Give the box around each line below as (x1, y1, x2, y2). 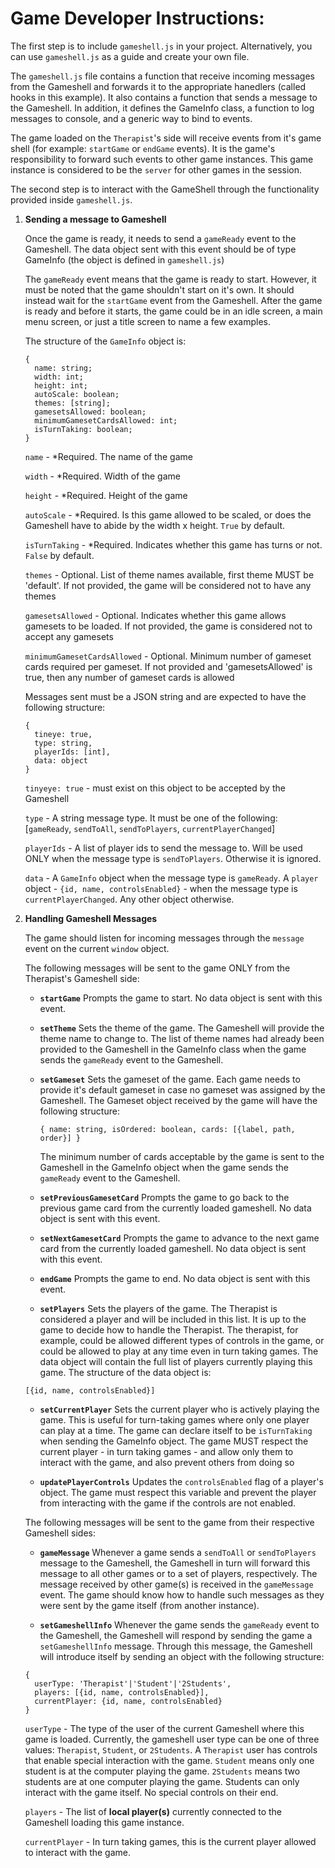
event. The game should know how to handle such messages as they (39, 1588, 325, 1601)
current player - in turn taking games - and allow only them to (39, 1445, 294, 1457)
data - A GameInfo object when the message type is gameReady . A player (24, 872, 319, 884)
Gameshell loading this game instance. (24, 1816, 185, 1828)
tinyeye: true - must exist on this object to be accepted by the (24, 782, 286, 794)
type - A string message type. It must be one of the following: (24, 812, 278, 824)
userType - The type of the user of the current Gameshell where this (24, 1722, 305, 1734)
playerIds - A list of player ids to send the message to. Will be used (24, 842, 303, 854)
